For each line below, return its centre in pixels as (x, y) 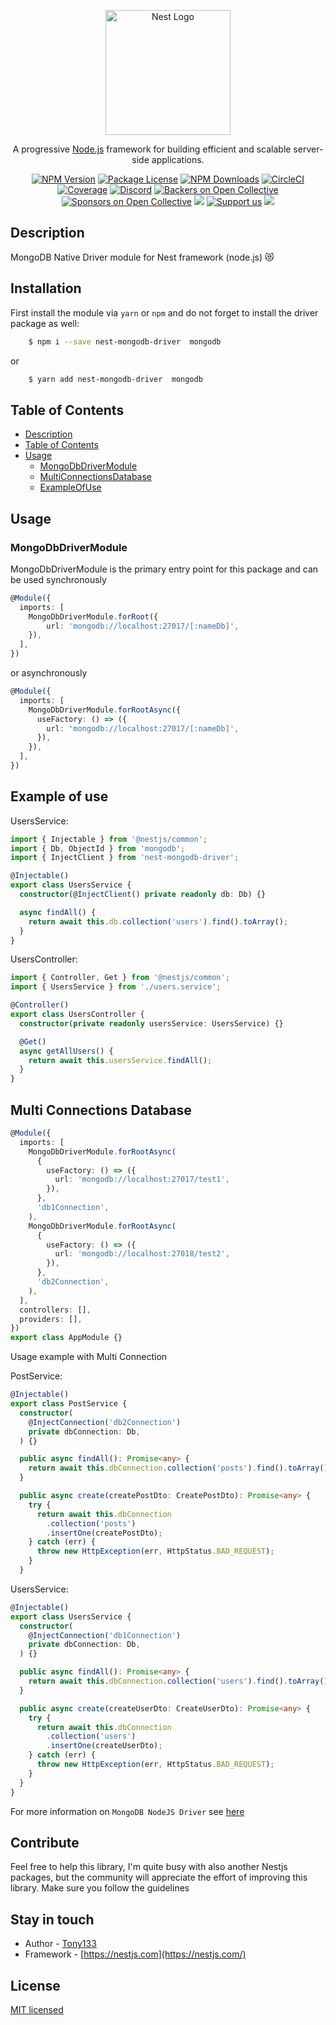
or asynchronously (49, 673)
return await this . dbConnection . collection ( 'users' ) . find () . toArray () (178, 1681)
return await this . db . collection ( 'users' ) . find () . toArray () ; (158, 921)
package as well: (45, 323)
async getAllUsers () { (66, 1051)
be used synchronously (58, 579)
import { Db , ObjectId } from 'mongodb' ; (98, 848)
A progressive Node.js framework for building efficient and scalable (152, 149)
